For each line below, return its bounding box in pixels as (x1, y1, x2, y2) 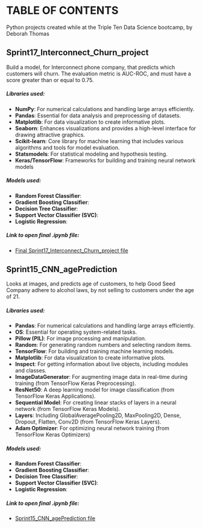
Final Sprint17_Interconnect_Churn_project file (14, 247, 128, 254)
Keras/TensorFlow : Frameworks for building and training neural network (14, 156, 196, 164)
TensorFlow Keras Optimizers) (14, 431, 90, 438)
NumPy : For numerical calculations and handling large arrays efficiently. (14, 105, 195, 112)
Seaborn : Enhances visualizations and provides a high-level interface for (14, 124, 197, 132)
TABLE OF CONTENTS (6, 4, 119, 17)
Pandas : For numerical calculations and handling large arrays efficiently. (14, 322, 195, 329)
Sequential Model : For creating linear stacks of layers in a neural (14, 399, 177, 406)
